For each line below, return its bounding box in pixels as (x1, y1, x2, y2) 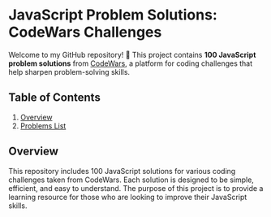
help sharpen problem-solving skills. (8, 67, 131, 76)
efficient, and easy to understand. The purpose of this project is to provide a (8, 183, 264, 193)
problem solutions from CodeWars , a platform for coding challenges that (8, 59, 253, 68)
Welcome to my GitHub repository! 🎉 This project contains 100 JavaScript (8, 50, 256, 59)
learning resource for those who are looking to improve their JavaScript (8, 192, 247, 202)
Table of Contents (8, 91, 101, 105)
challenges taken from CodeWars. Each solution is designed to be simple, (8, 175, 254, 184)
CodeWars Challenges (8, 23, 162, 41)
